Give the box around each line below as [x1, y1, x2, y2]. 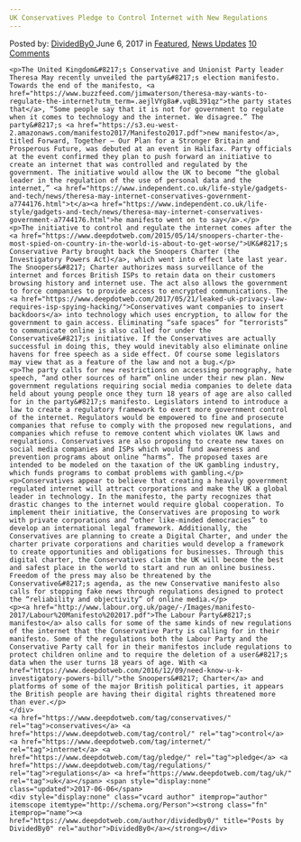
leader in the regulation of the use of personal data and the [9, 175, 252, 185]
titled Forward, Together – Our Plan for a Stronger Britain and [9, 136, 260, 145]
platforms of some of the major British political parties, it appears [9, 681, 284, 691]
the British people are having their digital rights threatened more [9, 689, 277, 698]
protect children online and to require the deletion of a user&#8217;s [9, 650, 288, 660]
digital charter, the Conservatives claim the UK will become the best [9, 555, 284, 565]
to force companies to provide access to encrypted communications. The [9, 286, 288, 295]
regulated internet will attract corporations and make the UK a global [9, 484, 288, 493]
